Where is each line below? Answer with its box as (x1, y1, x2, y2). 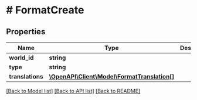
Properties (6, 27, 46, 37)
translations (9, 73, 43, 80)
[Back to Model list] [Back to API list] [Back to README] (6, 88, 141, 94)
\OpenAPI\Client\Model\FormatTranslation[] (49, 73, 175, 80)
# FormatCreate (6, 3, 84, 17)
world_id (9, 53, 34, 62)
